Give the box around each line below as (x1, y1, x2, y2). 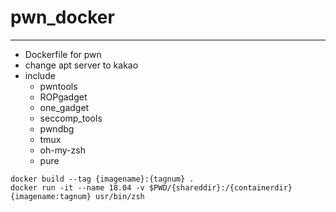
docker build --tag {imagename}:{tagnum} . (10, 174, 195, 184)
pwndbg (39, 122, 75, 135)
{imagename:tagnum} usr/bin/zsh (10, 191, 145, 201)
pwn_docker (10, 6, 115, 29)
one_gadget (39, 101, 90, 113)
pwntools (39, 80, 78, 92)
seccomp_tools (39, 112, 103, 124)
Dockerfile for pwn (24, 48, 102, 60)
